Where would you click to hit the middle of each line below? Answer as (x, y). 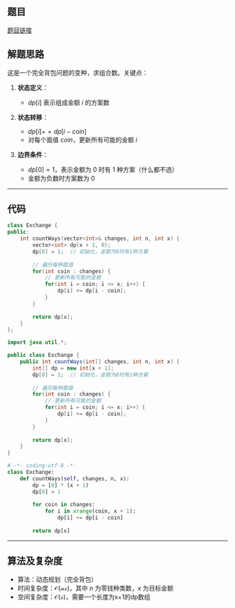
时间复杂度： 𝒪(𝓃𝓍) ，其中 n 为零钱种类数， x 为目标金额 (95, 588)
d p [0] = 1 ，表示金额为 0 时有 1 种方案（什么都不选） (103, 169)
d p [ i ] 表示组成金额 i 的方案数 (69, 102)
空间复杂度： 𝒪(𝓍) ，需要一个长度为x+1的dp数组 (84, 597)
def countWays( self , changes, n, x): (75, 478)
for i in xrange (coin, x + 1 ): (90, 511)
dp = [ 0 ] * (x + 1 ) (61, 485)
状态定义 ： (33, 87)
